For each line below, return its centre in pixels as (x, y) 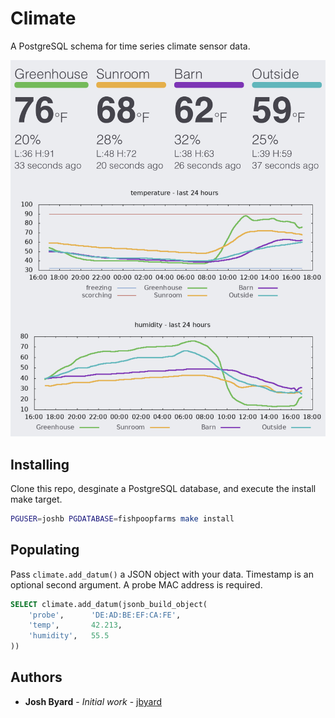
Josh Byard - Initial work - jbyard (93, 701)
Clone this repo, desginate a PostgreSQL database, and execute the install (163, 488)
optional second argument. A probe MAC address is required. (136, 584)
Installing (40, 464)
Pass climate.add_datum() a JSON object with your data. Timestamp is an (162, 574)
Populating (45, 550)
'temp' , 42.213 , (75, 625)
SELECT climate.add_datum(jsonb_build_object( (109, 604)
